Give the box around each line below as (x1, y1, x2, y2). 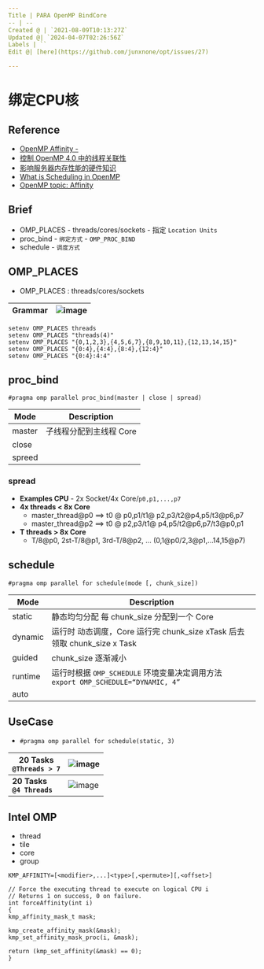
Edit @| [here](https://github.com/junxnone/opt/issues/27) (8, 48, 210, 56)
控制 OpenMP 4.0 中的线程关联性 (19, 153, 126, 162)
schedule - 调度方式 (19, 242, 80, 252)
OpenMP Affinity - (19, 144, 79, 153)
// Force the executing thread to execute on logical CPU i (8, 886, 210, 893)
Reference (8, 123, 60, 136)
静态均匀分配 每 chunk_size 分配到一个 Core (51, 611, 214, 622)
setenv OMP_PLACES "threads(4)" (8, 331, 114, 339)
